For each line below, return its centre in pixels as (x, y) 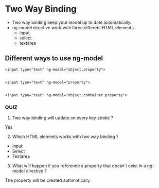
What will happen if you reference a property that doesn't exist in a (79, 166)
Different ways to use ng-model (54, 59)
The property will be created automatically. (48, 180)
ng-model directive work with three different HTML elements (73, 27)
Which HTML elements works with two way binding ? (65, 137)
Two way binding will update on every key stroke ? (62, 118)
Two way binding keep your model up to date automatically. (72, 22)
